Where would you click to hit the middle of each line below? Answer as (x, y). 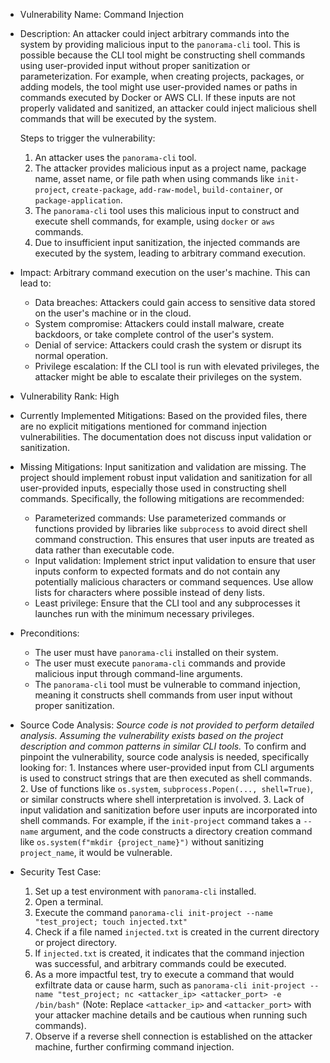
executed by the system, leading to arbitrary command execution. (170, 253)
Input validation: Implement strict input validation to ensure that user (175, 560)
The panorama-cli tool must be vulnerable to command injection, (167, 684)
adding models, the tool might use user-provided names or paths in (158, 87)
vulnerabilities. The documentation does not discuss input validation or (165, 437)
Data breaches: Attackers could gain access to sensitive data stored (175, 302)
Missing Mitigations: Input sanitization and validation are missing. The (163, 467)
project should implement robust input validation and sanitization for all (166, 477)
